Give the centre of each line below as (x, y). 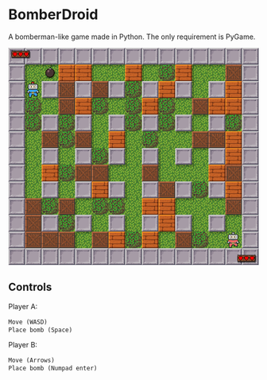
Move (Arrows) (32, 360)
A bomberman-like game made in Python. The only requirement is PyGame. (132, 37)
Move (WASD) (28, 322)
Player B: (23, 344)
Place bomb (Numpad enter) (53, 368)
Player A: (23, 306)
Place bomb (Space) (41, 330)
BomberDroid (53, 15)
